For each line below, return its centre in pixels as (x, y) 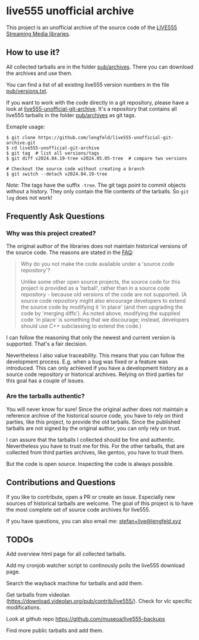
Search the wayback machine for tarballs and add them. (75, 583)
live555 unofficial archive (70, 11)
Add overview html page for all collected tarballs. (66, 554)
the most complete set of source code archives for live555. (78, 509)
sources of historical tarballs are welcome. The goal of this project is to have (100, 503)
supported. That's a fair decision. (47, 344)
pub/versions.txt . (27, 91)
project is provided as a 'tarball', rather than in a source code (95, 288)
